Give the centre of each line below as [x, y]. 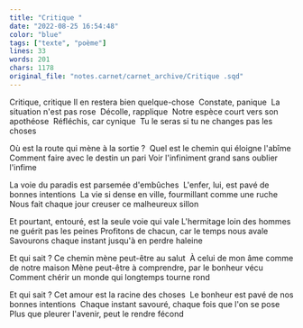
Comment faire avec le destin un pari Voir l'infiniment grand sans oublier [143, 158]
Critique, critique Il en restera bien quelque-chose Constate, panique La [145, 102]
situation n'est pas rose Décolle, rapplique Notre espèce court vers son [144, 111]
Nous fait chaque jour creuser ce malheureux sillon [104, 204]
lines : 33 [28, 51]
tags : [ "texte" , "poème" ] [58, 43]
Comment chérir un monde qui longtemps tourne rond [110, 277]
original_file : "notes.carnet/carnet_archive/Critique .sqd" [127, 77]
